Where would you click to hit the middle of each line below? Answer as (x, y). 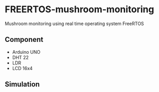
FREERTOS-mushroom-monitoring (79, 9)
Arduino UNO (26, 52)
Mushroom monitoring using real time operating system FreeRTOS (74, 24)
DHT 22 (20, 57)
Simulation (22, 85)
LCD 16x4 (22, 68)
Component (24, 40)
